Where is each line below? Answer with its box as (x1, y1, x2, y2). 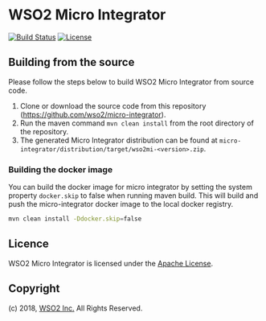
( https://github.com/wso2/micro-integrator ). (19, 109, 166, 119)
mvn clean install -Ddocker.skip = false (8, 215, 142, 223)
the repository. (19, 126, 69, 136)
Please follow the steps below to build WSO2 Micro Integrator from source (8, 76, 255, 86)
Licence (8, 237, 50, 251)
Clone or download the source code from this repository (19, 101, 207, 110)
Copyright (8, 282, 60, 295)
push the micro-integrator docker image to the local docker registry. (8, 200, 234, 209)
